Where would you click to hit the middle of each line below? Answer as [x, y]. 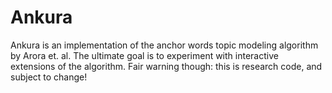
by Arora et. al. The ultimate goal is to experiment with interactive [144, 55]
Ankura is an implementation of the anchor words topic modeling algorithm [164, 45]
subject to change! [49, 77]
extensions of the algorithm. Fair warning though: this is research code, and [166, 66]
